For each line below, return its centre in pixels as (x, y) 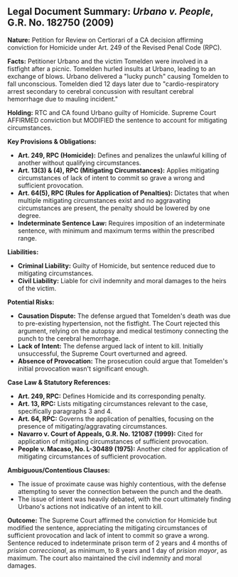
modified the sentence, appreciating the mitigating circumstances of (107, 527)
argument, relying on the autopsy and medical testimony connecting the (123, 331)
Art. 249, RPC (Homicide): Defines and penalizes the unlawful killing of (122, 155)
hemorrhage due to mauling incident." (63, 99)
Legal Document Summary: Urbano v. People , (110, 12)
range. (27, 238)
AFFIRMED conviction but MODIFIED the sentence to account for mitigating (117, 120)
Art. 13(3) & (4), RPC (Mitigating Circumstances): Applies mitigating (118, 170)
